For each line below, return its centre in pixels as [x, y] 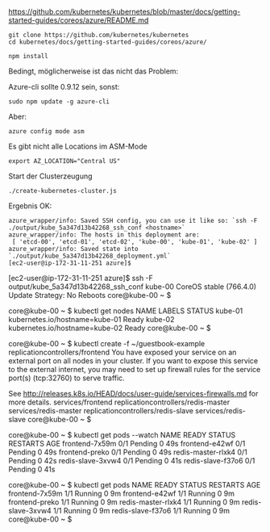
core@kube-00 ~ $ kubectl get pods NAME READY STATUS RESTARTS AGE [135, 485]
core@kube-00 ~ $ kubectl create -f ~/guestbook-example [107, 343]
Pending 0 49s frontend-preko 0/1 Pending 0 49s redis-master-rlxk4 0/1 [128, 452]
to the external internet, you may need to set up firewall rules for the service [135, 369]
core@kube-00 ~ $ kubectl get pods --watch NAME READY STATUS [122, 435]
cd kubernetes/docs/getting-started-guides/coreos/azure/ [108, 42]
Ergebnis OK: [30, 206]
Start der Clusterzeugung [50, 176]
